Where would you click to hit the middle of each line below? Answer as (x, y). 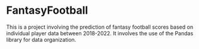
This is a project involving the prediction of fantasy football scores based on (100, 27)
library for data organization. (41, 39)
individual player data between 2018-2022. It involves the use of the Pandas (100, 33)
